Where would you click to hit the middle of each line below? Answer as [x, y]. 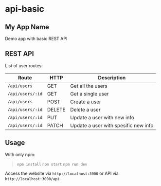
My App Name [27, 27]
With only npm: [20, 154]
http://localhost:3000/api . [33, 178]
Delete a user [85, 110]
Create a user [86, 102]
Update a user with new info [102, 117]
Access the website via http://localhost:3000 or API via [62, 173]
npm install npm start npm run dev [52, 164]
